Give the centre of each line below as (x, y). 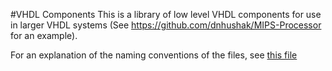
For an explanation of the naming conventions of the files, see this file (154, 55)
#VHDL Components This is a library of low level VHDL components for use (166, 14)
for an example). (44, 35)
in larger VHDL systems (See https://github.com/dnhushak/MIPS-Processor (166, 25)
